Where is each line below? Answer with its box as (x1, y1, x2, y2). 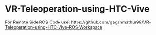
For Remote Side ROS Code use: (5, 19, 70, 25)
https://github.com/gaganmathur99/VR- (71, 19, 151, 25)
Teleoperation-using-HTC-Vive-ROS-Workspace (5, 24, 102, 30)
